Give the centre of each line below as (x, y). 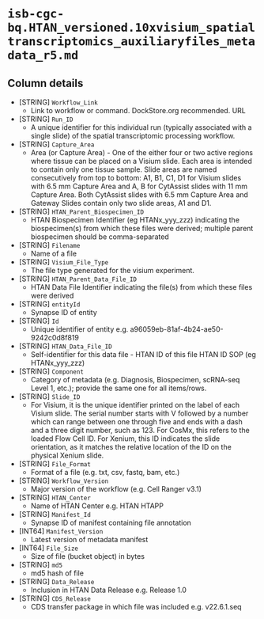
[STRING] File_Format (55, 464)
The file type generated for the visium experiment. (113, 270)
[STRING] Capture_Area (57, 144)
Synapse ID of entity (64, 312)
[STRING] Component (51, 371)
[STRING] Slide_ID (49, 397)
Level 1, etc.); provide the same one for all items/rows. (119, 388)
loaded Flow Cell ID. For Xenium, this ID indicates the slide (125, 439)
